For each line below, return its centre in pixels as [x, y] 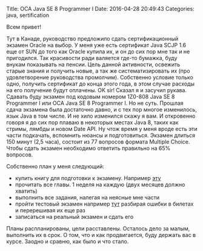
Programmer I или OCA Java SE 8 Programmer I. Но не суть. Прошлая [95, 103]
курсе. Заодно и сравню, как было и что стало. [68, 241]
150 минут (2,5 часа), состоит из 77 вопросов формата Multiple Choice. [98, 142]
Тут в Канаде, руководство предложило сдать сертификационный [92, 38]
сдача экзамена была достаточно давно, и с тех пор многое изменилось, [101, 109]
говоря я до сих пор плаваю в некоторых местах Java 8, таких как [92, 122]
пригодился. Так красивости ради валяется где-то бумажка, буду [92, 58]
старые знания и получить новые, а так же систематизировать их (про [98, 71]
